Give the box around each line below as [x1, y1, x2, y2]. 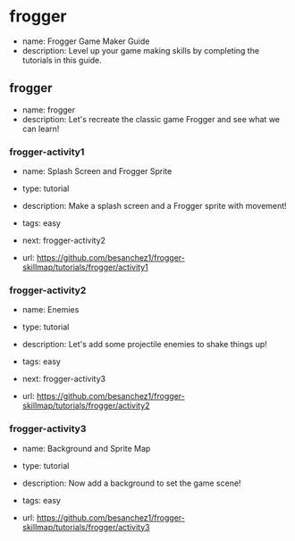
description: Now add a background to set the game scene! [21, 478, 241, 488]
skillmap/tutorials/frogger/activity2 [21, 400, 150, 412]
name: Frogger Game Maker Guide [21, 36, 150, 46]
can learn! [21, 123, 60, 134]
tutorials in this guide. [21, 54, 103, 65]
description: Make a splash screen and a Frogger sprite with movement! [21, 201, 288, 212]
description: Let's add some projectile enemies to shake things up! [21, 339, 268, 350]
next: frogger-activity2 [21, 235, 105, 246]
